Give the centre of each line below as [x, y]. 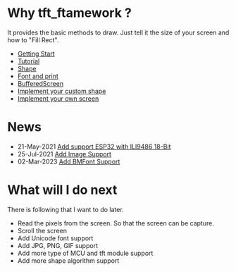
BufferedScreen [41, 83]
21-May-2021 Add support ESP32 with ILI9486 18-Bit [94, 147]
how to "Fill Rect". [33, 39]
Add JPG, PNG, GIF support [58, 245]
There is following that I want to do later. [66, 209]
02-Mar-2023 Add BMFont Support [69, 161]
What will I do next [62, 190]
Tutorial [29, 61]
